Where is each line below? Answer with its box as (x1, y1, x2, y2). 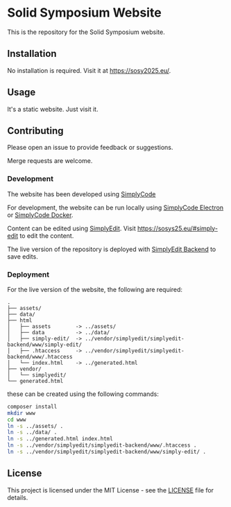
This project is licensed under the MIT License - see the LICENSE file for (7, 485, 214, 494)
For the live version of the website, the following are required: (7, 285, 182, 293)
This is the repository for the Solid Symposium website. (7, 28, 165, 36)
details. (7, 493, 28, 501)
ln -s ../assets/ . (7, 422, 64, 429)
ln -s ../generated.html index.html (7, 436, 113, 442)
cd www (7, 416, 26, 423)
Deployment (7, 269, 50, 279)
